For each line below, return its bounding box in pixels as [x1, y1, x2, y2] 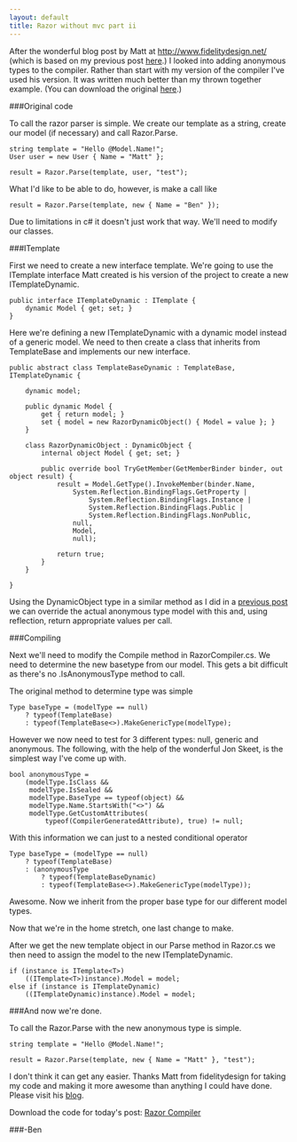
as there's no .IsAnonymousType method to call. [9, 668, 185, 679]
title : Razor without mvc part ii [9, 21, 137, 30]
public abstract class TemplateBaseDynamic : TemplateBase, [9, 363, 237, 372]
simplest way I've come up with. [9, 752, 127, 764]
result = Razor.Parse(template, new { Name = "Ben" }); [9, 201, 220, 210]
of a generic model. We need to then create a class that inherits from [9, 337, 261, 347]
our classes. [9, 226, 54, 236]
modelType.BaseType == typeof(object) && [28, 793, 184, 802]
